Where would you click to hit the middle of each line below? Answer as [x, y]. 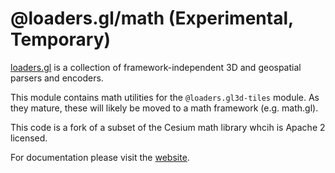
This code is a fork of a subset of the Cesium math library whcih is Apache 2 [168, 127]
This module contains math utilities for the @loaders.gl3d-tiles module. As [165, 97]
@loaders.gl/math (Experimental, [152, 18]
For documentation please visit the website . [100, 157]
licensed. [29, 138]
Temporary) [61, 39]
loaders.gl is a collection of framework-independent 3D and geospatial [156, 67]
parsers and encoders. [57, 78]
